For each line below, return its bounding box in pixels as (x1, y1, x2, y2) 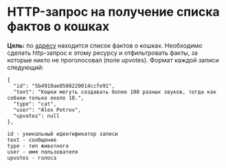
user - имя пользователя (7, 148, 78, 155)
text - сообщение (7, 136, 57, 143)
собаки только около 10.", (7, 94, 84, 101)
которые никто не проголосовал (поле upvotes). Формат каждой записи (7, 56, 219, 64)
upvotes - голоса (7, 154, 57, 161)
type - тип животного (7, 142, 69, 149)
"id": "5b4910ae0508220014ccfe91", (13, 82, 115, 89)
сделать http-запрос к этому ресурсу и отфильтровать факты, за (7, 49, 198, 57)
